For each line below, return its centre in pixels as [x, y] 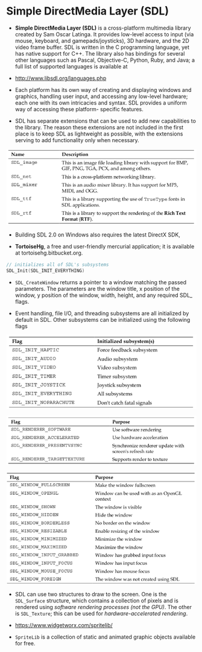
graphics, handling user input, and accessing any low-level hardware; [101, 96]
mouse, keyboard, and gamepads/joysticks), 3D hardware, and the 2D [102, 41]
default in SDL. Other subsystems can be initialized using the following [103, 320]
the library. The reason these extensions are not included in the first [99, 127]
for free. [25, 644]
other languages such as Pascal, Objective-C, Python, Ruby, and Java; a [105, 60]
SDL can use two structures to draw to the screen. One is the [91, 595]
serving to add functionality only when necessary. [77, 140]
